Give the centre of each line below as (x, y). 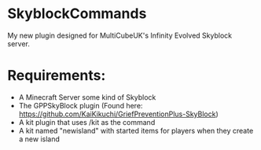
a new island (39, 139)
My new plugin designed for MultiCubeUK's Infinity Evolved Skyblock (120, 35)
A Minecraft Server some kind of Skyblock (87, 97)
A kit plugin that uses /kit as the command (87, 122)
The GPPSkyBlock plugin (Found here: (81, 105)
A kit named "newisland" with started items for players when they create (136, 130)
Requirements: (57, 76)
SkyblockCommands (77, 14)
